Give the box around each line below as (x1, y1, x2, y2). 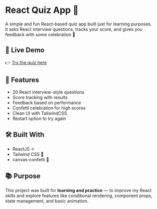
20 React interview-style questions (12, 89, 85, 95)
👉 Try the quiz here (5, 59, 47, 65)
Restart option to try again (12, 115, 66, 121)
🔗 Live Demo (5, 46, 45, 54)
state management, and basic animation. (5, 198, 89, 204)
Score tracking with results (12, 94, 68, 100)
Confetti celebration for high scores (12, 104, 86, 111)
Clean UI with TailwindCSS (12, 110, 67, 116)
